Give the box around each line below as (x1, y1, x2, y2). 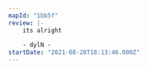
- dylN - (22, 41, 52, 49)
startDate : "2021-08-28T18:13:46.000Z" (8, 48, 141, 56)
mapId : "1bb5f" (8, 11, 59, 20)
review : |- (8, 19, 44, 27)
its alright (22, 26, 62, 34)
